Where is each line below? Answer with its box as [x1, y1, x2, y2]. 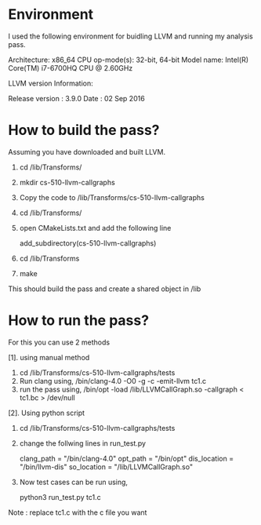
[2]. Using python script [8, 408, 85, 417]
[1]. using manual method [8, 352, 90, 362]
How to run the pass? [8, 312, 150, 330]
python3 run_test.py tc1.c [19, 492, 101, 501]
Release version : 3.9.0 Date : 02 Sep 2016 [8, 93, 145, 103]
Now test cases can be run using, [19, 477, 128, 487]
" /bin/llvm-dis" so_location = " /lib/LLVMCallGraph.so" [19, 461, 194, 472]
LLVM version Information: [8, 78, 94, 88]
